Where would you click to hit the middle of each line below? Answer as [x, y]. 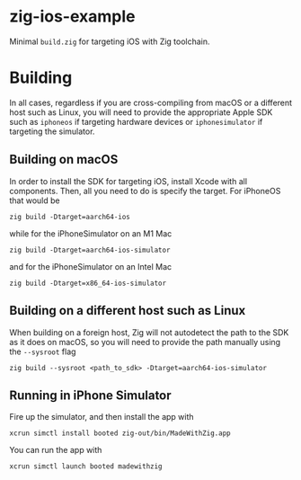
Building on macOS [64, 160]
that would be [35, 200]
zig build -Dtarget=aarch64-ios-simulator [90, 250]
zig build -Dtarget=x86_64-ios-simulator [88, 283]
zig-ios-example [72, 17]
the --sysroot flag [43, 351]
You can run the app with [56, 450]
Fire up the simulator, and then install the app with [102, 417]
